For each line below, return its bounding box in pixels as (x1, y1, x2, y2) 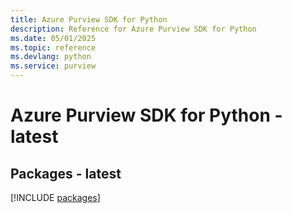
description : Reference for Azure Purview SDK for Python (10, 24, 257, 34)
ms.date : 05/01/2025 (10, 33, 97, 43)
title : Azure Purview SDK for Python (10, 14, 168, 25)
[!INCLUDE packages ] (10, 192, 101, 203)
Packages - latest (10, 165, 122, 182)
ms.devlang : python (10, 52, 92, 62)
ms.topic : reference (10, 42, 97, 53)
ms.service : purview (10, 61, 97, 71)
